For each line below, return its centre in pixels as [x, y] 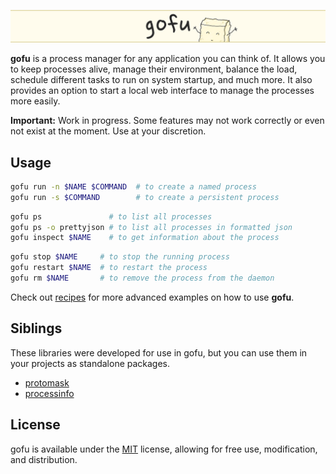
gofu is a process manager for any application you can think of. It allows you [168, 59]
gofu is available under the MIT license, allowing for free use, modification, [164, 449]
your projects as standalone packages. [90, 363]
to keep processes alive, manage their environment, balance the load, [154, 69]
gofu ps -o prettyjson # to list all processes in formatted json [151, 227]
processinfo [49, 393]
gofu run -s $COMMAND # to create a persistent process [145, 197]
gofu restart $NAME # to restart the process [109, 268]
